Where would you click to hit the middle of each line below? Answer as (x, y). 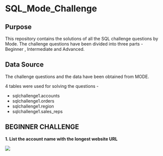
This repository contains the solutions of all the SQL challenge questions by (82, 39)
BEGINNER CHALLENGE (42, 127)
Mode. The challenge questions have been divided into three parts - (74, 44)
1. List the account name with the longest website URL (61, 139)
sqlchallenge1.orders (33, 101)
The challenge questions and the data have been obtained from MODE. (77, 77)
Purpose (18, 27)
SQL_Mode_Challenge (51, 9)
